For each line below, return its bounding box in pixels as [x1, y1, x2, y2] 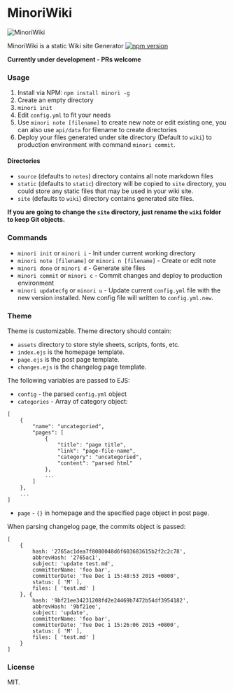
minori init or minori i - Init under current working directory [17, 248, 196, 257]
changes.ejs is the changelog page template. [17, 362, 147, 372]
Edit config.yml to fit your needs [17, 111, 111, 120]
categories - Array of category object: [17, 397, 128, 406]
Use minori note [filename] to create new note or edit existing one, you [17, 118, 227, 127]
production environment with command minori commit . [17, 141, 176, 149]
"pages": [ [32, 429, 64, 437]
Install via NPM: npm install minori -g [17, 89, 130, 97]
